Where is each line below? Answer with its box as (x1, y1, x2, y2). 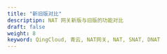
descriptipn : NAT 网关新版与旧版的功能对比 (7, 17, 124, 24)
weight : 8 (7, 29, 36, 37)
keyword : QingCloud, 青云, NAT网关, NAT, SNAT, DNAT (7, 36, 161, 43)
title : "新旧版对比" (7, 10, 62, 18)
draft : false (7, 23, 46, 30)
